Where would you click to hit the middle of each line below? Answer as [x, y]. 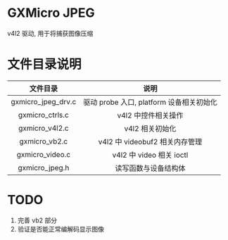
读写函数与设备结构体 [150, 168]
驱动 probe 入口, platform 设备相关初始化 [150, 102]
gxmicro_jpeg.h [44, 168]
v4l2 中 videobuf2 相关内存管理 [150, 141]
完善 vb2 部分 [37, 220]
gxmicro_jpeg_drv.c [44, 101]
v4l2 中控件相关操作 [150, 115]
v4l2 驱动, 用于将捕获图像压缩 [50, 33]
